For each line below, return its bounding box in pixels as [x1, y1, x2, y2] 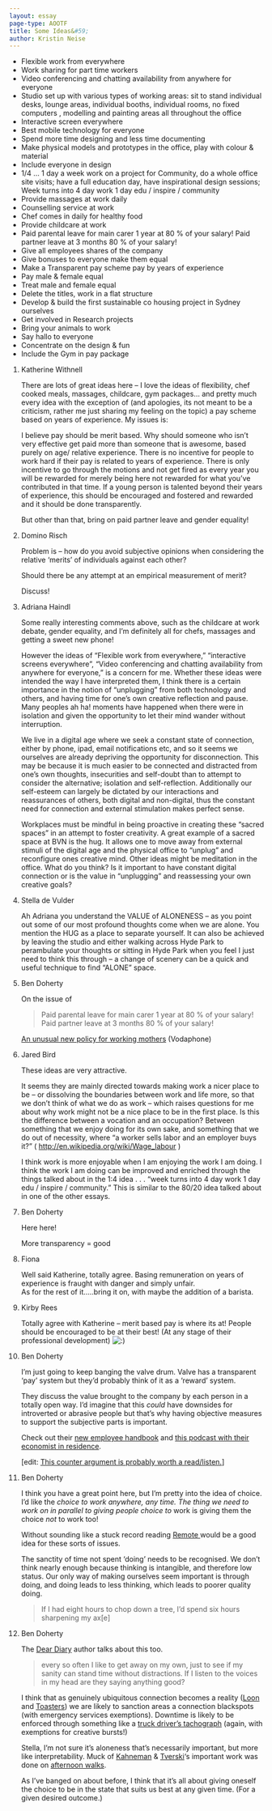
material [20, 151, 49, 161]
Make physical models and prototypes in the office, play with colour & [20, 142, 254, 152]
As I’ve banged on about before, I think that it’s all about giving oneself [20, 1776, 257, 1786]
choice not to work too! [20, 1515, 99, 1524]
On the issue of [20, 994, 72, 1004]
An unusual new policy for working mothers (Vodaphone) [20, 1034, 212, 1044]
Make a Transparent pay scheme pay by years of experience [20, 263, 224, 273]
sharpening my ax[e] [40, 1613, 111, 1623]
